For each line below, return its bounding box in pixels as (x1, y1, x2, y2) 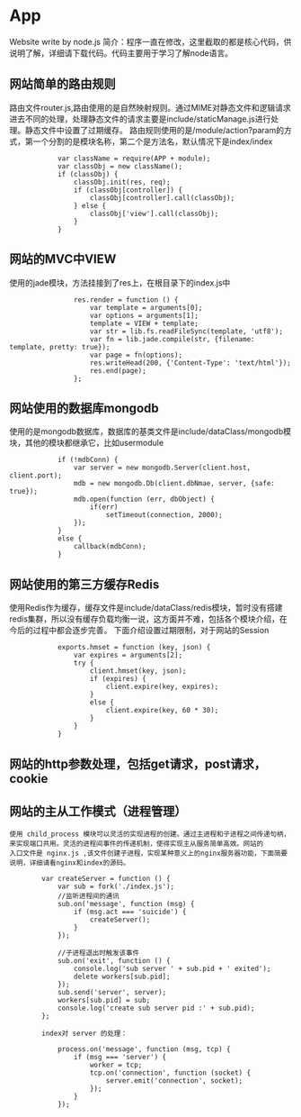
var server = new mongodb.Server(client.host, (73, 463, 252, 473)
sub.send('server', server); (57, 988, 167, 997)
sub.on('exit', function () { (57, 957, 171, 966)
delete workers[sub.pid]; (73, 972, 171, 982)
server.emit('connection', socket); (105, 1076, 243, 1085)
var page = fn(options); (89, 350, 182, 359)
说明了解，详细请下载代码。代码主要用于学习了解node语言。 (9, 47, 234, 59)
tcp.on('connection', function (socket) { (89, 1068, 252, 1077)
